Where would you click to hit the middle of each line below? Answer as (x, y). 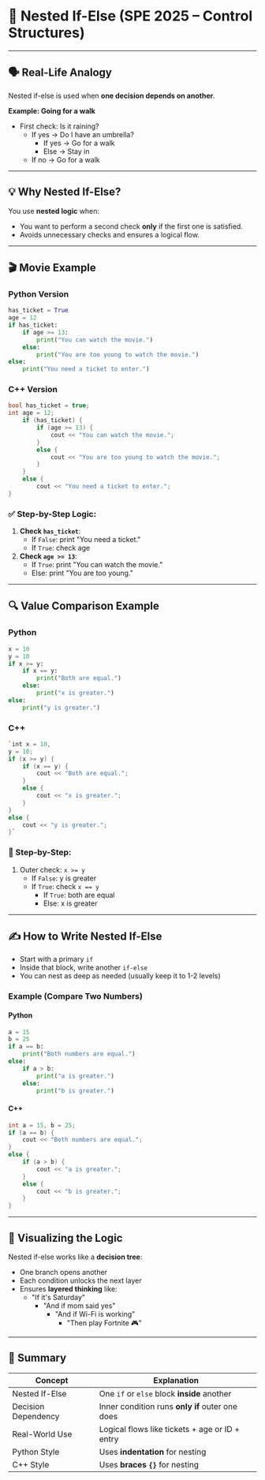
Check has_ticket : (50, 531)
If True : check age (61, 548)
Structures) (47, 33)
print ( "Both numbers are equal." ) (79, 1054)
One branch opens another (63, 1272)
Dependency (36, 1416)
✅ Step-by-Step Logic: (52, 514)
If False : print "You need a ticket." (86, 540)
